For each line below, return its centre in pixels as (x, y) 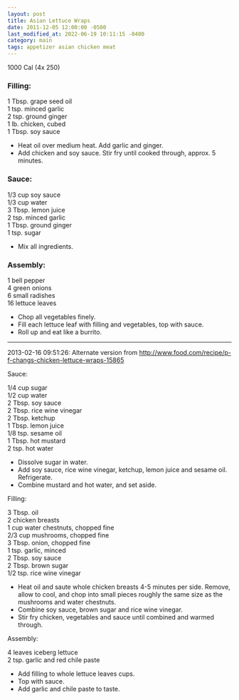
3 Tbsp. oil (23, 512)
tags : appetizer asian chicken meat (62, 47)
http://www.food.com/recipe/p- (185, 352)
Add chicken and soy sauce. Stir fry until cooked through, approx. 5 (117, 153)
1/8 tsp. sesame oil (35, 433)
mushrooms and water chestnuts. (67, 602)
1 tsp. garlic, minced (37, 550)
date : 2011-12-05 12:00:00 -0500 (57, 27)
